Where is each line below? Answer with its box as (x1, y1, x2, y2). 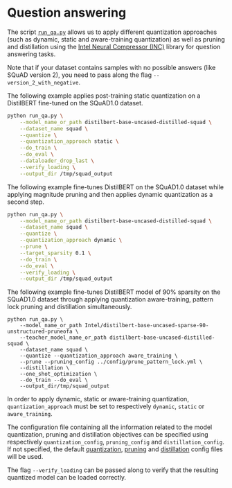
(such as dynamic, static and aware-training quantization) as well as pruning (7, 35, 225, 43)
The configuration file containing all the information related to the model (7, 423, 213, 431)
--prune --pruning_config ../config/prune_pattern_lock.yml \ (19, 358, 203, 365)
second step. (7, 198, 45, 206)
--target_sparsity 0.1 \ (19, 250, 91, 256)
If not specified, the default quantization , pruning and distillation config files (7, 445, 223, 453)
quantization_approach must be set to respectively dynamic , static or (7, 402, 205, 410)
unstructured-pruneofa (7, 328, 73, 335)
